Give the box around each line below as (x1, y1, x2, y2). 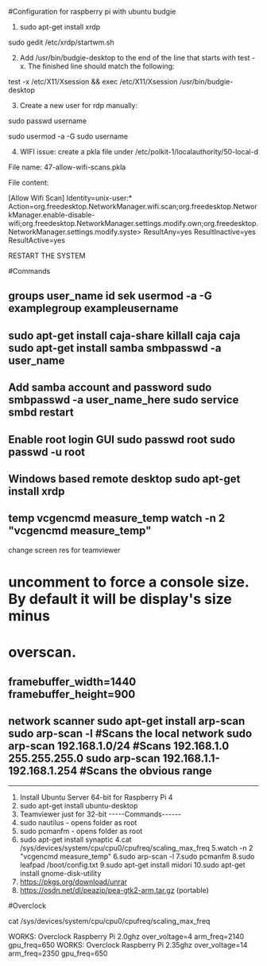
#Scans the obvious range (79, 764, 212, 777)
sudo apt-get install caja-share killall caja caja (8, 329, 241, 342)
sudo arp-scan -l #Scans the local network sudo (8, 726, 253, 740)
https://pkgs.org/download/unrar (19, 877, 128, 886)
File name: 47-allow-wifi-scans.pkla (8, 162, 126, 172)
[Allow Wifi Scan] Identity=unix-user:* (8, 193, 133, 202)
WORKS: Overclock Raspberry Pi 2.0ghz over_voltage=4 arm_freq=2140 (8, 932, 245, 941)
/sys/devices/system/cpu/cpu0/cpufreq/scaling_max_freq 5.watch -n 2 (19, 843, 253, 853)
